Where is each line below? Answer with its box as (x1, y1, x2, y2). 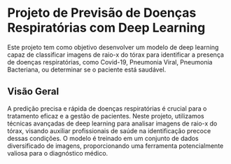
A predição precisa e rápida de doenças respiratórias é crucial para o (7, 104, 207, 113)
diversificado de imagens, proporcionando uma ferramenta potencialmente (7, 142, 224, 150)
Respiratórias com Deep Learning (7, 20, 206, 36)
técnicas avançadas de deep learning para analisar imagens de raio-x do (7, 119, 218, 128)
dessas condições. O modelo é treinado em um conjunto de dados (7, 134, 199, 142)
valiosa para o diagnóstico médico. (7, 149, 108, 157)
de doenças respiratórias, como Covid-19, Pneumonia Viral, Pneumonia (7, 57, 213, 66)
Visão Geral (7, 86, 59, 97)
